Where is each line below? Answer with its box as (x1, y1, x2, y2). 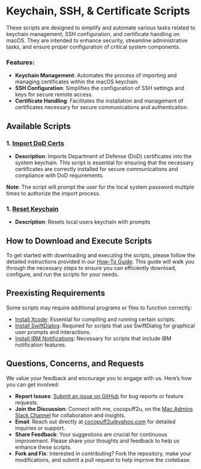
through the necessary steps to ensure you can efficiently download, (6, 264, 177, 272)
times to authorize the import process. (6, 190, 101, 197)
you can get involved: (6, 381, 59, 388)
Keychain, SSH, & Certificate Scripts (6, 4, 190, 18)
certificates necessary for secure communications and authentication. (14, 104, 189, 111)
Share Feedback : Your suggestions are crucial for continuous (14, 431, 167, 438)
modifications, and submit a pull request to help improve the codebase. (14, 456, 191, 463)
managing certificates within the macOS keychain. (14, 78, 139, 85)
